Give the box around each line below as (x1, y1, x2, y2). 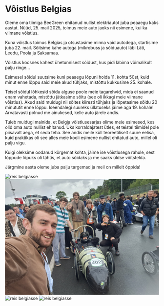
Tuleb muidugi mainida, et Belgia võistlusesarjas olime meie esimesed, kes (5, 119, 155, 125)
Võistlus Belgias (5, 3, 72, 15)
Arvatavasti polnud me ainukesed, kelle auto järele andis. (5, 109, 120, 116)
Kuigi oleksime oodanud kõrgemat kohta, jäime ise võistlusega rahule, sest (5, 149, 155, 155)
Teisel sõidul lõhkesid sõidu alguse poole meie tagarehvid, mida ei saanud (5, 89, 154, 94)
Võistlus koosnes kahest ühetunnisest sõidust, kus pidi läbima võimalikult (5, 59, 152, 65)
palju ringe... (5, 65, 30, 71)
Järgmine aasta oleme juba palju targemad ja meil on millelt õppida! (5, 164, 141, 170)
